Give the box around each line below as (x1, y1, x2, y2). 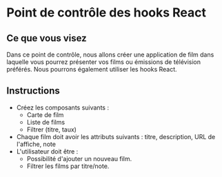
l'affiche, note (16, 140, 57, 148)
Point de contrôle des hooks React (6, 5, 207, 21)
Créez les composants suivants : (16, 103, 110, 112)
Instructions (6, 85, 60, 97)
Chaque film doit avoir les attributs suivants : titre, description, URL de (16, 132, 216, 140)
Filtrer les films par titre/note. (26, 162, 110, 170)
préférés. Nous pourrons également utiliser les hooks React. (6, 65, 177, 73)
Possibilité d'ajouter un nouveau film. (26, 154, 132, 163)
